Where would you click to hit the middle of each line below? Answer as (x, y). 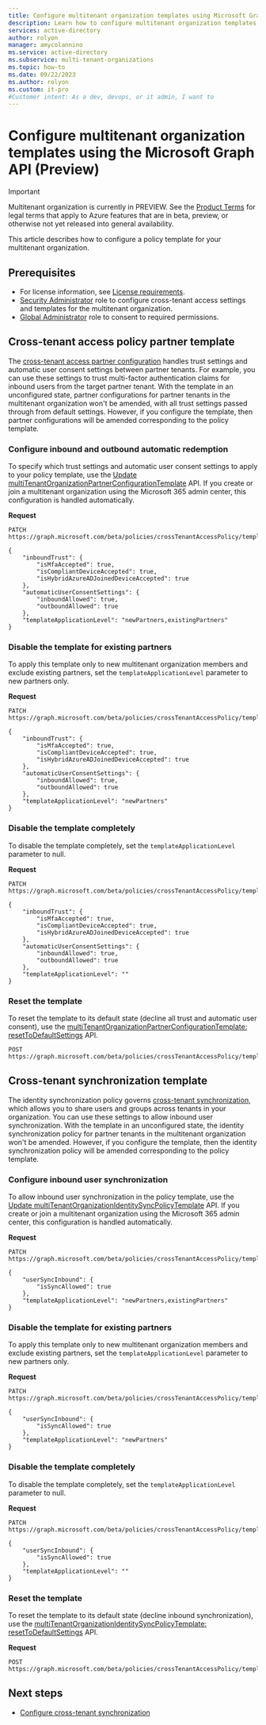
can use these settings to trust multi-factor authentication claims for (119, 378)
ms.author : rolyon (38, 82)
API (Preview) (54, 169)
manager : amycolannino (46, 45)
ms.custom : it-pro (38, 89)
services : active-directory (55, 30)
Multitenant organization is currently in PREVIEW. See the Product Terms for (132, 207)
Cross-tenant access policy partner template (122, 342)
